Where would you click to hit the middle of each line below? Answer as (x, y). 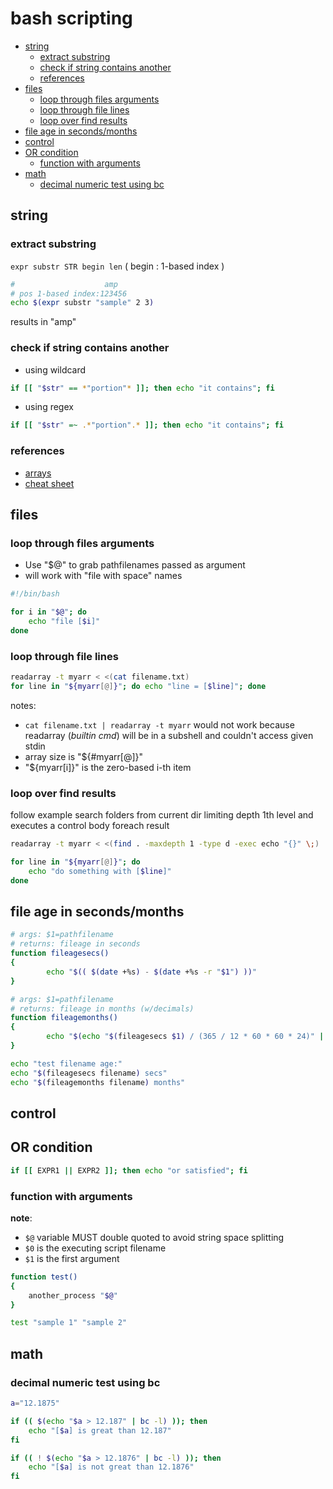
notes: (23, 705)
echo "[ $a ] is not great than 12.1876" (111, 1467)
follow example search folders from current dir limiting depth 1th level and (162, 815)
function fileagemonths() (64, 1018)
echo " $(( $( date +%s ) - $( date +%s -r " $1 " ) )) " (151, 972)
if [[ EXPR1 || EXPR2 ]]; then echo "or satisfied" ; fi (129, 1170)
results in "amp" (43, 322)
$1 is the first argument (72, 1258)
